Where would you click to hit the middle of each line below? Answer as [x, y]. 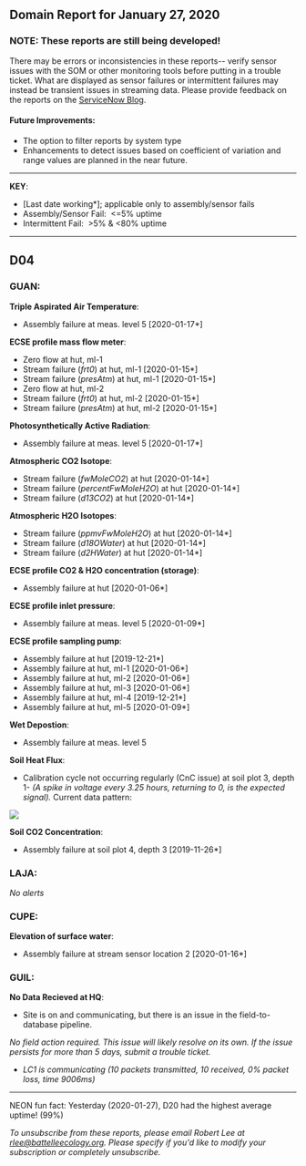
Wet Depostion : [40, 725]
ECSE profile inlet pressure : [62, 605]
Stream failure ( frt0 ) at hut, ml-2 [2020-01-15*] [111, 398]
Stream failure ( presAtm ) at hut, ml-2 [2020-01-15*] [120, 408]
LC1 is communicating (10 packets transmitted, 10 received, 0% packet [156, 1069]
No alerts [27, 893]
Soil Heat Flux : [37, 759]
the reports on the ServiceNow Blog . [78, 99]
